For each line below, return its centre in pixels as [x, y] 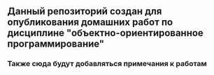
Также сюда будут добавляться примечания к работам [107, 64]
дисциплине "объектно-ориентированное [106, 33]
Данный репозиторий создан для [85, 11]
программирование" [56, 44]
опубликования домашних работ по [90, 23]
